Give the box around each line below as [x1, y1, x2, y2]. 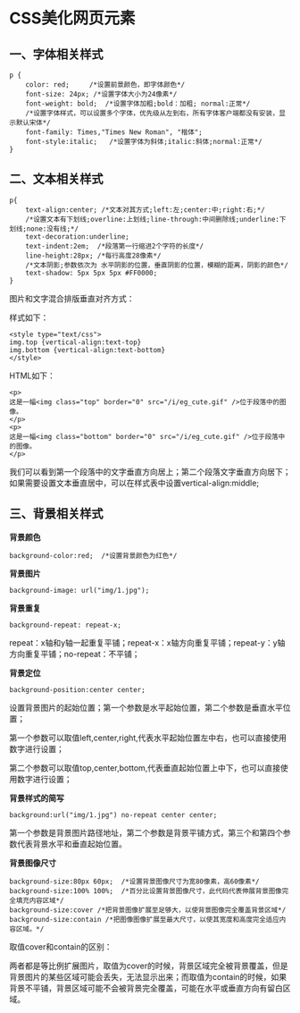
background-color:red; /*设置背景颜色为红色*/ [9, 551, 178, 560]
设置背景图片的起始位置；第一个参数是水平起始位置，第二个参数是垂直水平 [9, 702, 283, 713]
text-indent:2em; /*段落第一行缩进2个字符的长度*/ [25, 241, 204, 250]
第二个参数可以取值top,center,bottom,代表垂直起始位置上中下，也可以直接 [9, 762, 281, 773]
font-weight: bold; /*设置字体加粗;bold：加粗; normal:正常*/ [25, 99, 251, 108]
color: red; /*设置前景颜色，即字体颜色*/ [25, 80, 186, 89]
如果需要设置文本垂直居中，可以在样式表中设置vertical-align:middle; [9, 477, 260, 488]
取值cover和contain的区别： [9, 941, 112, 952]
